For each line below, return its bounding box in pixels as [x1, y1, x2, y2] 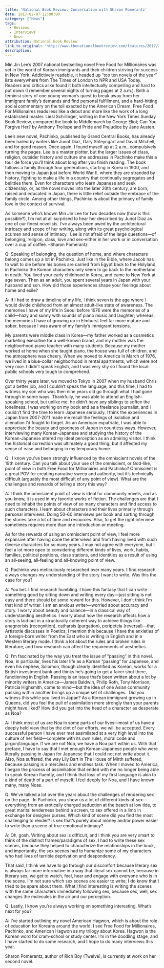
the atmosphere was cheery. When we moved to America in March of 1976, [5, 353, 156, 359]
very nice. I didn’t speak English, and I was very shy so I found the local [5, 363, 149, 369]
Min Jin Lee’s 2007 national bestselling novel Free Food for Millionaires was [5, 62, 157, 67]
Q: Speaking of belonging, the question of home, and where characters [5, 251, 148, 257]
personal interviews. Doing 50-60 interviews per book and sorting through [5, 511, 155, 517]
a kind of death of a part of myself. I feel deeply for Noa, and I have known [5, 777, 155, 783]
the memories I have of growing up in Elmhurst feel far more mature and [5, 317, 150, 323]
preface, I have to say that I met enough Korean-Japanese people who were [5, 746, 158, 751]
